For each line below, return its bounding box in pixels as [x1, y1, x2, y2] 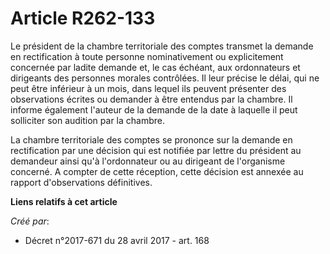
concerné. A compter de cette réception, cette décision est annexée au [10, 165, 304, 177]
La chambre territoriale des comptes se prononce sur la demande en [10, 133, 293, 146]
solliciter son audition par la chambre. [10, 114, 166, 126]
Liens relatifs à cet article [10, 195, 118, 207]
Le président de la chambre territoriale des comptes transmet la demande [10, 40, 314, 52]
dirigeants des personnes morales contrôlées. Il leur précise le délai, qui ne [10, 72, 320, 84]
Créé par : [10, 215, 50, 227]
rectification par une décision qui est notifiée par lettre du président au [10, 144, 302, 156]
